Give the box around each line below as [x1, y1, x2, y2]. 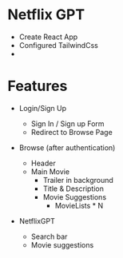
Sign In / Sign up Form [30, 118, 105, 129]
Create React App [18, 32, 78, 42]
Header [30, 158, 57, 168]
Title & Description [42, 184, 105, 193]
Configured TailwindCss [18, 40, 99, 50]
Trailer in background [42, 175, 113, 185]
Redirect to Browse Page [30, 127, 113, 137]
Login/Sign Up [18, 103, 67, 113]
